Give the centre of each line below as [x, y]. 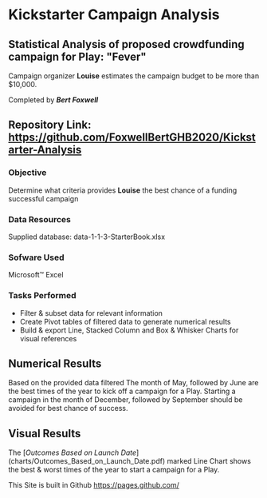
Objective [27, 173]
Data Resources [40, 219]
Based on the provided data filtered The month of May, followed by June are [133, 383]
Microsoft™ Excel [36, 275]
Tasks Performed [43, 296]
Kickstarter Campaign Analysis [114, 15]
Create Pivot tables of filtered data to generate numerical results [125, 321]
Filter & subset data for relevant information [91, 313]
